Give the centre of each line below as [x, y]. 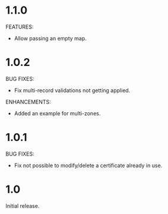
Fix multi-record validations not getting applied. [72, 90]
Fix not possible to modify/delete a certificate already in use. [88, 165]
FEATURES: [20, 27]
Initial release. [23, 206]
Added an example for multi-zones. [57, 113]
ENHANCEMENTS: [28, 102]
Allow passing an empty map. [50, 38]
